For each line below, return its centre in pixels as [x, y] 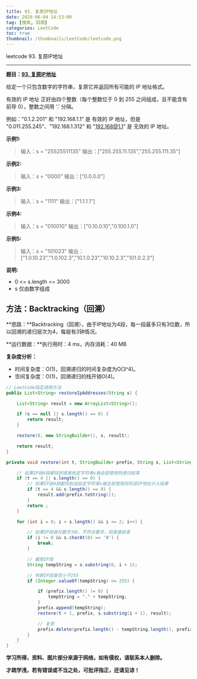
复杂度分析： [21, 357]
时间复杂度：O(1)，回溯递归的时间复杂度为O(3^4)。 [77, 369]
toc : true [18, 33]
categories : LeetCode [33, 28]
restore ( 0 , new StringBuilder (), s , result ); [73, 436]
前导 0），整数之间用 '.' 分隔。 [41, 107]
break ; [45, 543]
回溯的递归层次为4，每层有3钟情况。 [55, 331]
